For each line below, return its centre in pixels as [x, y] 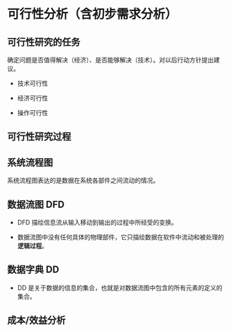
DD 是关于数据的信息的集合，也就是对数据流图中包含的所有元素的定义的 [120, 288]
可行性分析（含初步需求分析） [93, 14]
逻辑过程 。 [33, 246]
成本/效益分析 [36, 321]
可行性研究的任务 [44, 42]
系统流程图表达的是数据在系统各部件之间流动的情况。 [83, 180]
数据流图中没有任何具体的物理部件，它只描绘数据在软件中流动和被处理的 [120, 237]
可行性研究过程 [39, 137]
